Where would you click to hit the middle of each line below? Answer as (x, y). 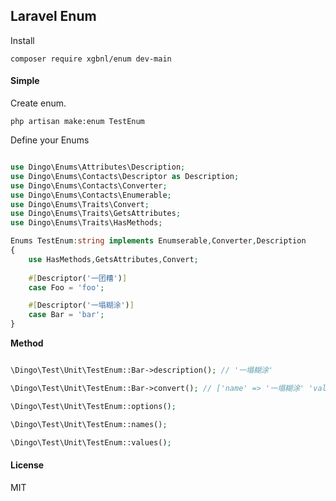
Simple (25, 81)
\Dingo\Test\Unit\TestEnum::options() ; (93, 406)
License (27, 465)
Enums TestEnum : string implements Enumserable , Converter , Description (158, 241)
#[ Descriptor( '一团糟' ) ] (78, 278)
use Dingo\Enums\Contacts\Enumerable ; (91, 195)
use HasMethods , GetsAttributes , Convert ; (113, 259)
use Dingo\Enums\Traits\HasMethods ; (86, 223)
